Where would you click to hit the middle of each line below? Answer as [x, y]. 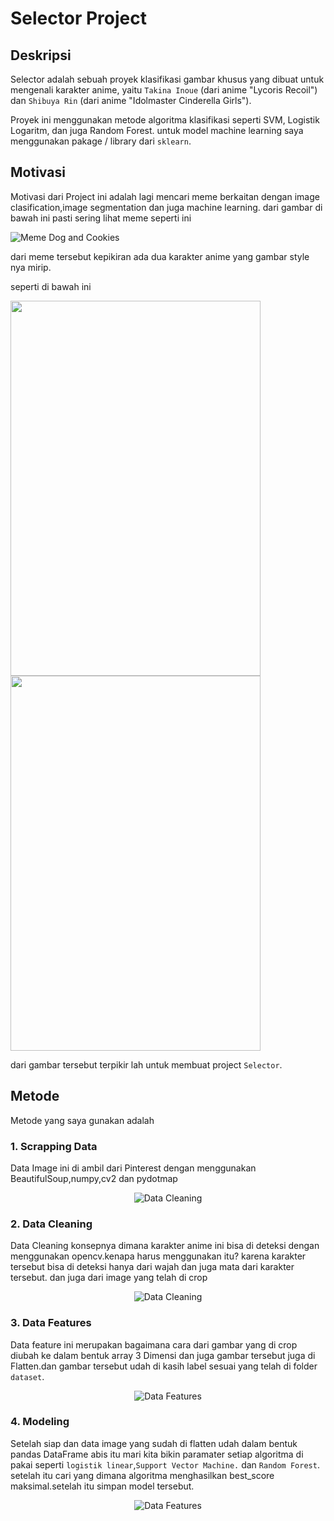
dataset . [27, 1376]
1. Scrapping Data [54, 1146]
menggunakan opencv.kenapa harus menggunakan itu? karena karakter [158, 1256]
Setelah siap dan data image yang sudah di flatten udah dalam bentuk [154, 1443]
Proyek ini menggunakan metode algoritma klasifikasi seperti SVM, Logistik [165, 120]
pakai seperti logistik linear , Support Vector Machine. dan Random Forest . [165, 1464]
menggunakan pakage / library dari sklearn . [101, 141]
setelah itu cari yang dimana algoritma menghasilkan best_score [142, 1475]
